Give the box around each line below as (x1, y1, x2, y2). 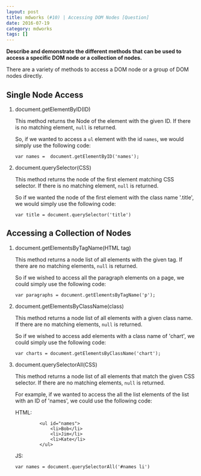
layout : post (6, 8, 39, 15)
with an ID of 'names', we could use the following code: (14, 397, 152, 404)
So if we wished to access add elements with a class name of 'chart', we (14, 332, 195, 339)
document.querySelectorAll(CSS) (14, 361, 97, 368)
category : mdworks (6, 25, 52, 32)
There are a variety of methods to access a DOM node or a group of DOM (6, 66, 190, 73)
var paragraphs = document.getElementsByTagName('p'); (14, 292, 156, 298)
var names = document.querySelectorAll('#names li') (14, 463, 150, 470)
